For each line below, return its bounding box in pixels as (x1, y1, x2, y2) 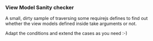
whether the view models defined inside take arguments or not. (5, 20, 137, 26)
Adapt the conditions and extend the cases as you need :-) (5, 30, 128, 36)
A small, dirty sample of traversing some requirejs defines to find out (5, 15, 148, 21)
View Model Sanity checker (5, 4, 74, 11)
